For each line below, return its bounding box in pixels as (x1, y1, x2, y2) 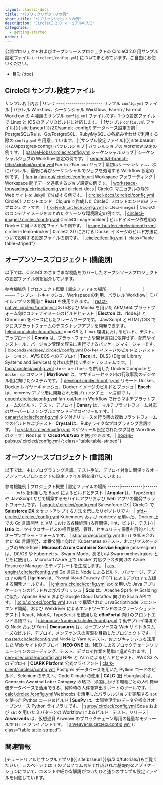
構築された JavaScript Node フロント (82, 599, 157, 605)
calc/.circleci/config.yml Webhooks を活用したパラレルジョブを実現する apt (5, 691, 157, 697)
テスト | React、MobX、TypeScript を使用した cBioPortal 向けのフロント (5, 612, 152, 618)
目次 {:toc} (12, 71, 34, 77)
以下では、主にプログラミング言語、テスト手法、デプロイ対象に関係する (5, 467, 150, 473)
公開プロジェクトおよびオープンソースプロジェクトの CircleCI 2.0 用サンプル (5, 48, 159, 54)
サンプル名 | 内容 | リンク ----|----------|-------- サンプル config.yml (5, 101, 144, 106)
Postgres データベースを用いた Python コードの (56, 667, 152, 673)
